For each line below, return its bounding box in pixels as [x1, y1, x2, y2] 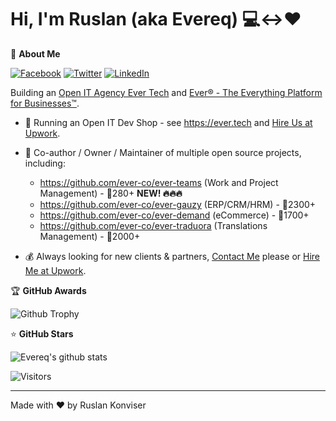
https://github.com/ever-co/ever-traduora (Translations [39, 219, 268, 231]
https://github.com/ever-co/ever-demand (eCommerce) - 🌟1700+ [39, 209, 310, 221]
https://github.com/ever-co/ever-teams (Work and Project [39, 176, 279, 188]
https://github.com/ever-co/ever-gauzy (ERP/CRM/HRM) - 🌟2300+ [39, 198, 317, 210]
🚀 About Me [10, 47, 61, 60]
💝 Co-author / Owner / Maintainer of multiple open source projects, [24, 146, 302, 158]
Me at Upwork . [24, 264, 87, 276]
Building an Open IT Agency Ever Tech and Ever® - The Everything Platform [10, 86, 323, 98]
